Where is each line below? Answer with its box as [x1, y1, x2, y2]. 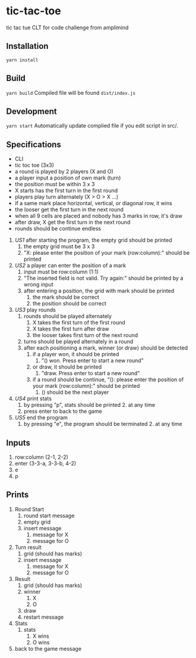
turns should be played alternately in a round [23, 338, 134, 345]
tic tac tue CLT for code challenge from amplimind [6, 24, 129, 31]
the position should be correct [32, 300, 107, 307]
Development [6, 106, 58, 116]
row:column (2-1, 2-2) [14, 453, 68, 461]
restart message [23, 613, 64, 620]
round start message [23, 512, 75, 519]
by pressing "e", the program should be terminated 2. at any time [23, 421, 182, 428]
